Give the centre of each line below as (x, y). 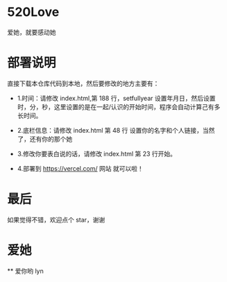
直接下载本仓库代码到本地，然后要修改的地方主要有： (83, 83)
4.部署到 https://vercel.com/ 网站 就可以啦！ (80, 168)
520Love (33, 12)
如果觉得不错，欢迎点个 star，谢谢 (56, 219)
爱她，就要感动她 (32, 32)
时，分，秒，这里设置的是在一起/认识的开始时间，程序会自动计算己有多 (119, 107)
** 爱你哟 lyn (25, 271)
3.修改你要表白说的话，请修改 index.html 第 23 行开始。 (97, 154)
